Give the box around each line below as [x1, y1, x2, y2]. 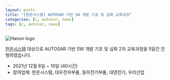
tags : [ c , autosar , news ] [5, 21, 60, 27]
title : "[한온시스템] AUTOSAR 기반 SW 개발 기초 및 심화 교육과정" [5, 12, 132, 17]
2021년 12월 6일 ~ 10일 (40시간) [12, 63, 78, 69]
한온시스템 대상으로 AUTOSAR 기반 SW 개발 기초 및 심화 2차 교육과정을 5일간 [5, 46, 160, 52]
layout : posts [5, 7, 36, 13]
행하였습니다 [5, 52, 31, 58]
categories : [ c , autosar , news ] [5, 17, 74, 22]
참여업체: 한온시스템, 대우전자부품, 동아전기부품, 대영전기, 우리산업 [12, 69, 145, 75]
